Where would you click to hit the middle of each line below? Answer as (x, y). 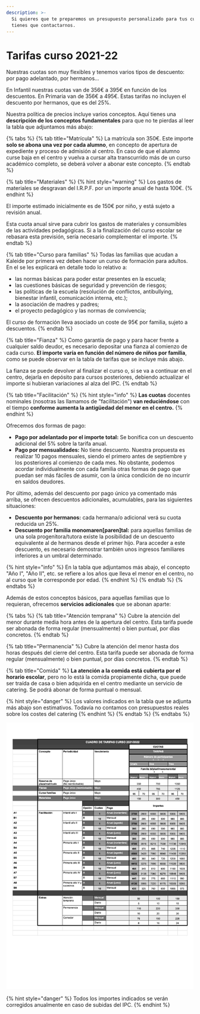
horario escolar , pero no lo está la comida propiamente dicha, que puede (96, 677)
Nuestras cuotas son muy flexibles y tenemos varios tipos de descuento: (95, 72)
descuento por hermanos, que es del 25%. (59, 103)
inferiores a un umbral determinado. (59, 556)
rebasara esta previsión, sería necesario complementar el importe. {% (92, 237)
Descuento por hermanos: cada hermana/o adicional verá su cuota (98, 517)
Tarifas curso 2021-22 (62, 55)
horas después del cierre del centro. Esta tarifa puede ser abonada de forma (100, 653)
